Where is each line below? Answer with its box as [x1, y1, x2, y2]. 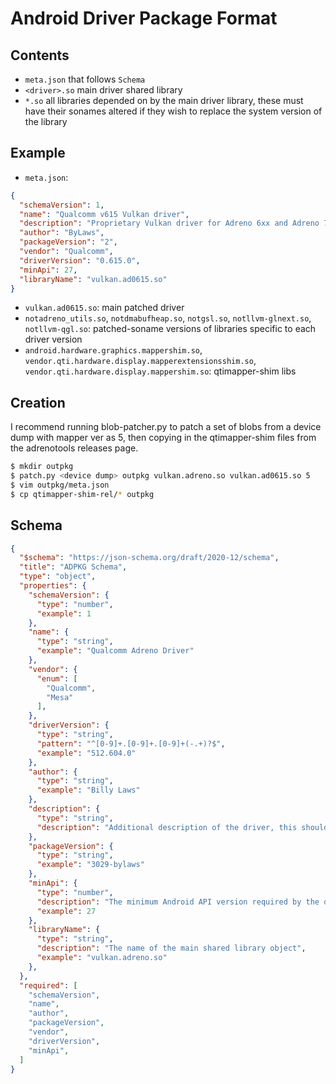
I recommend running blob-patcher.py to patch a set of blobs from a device [10, 421, 322, 433]
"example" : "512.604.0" [36, 748, 137, 758]
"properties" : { [19, 581, 87, 591]
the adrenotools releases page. [10, 442, 139, 454]
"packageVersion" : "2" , [19, 237, 118, 247]
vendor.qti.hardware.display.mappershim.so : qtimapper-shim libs [24, 365, 297, 377]
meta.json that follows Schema [24, 73, 146, 85]
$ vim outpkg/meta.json [10, 480, 110, 490]
